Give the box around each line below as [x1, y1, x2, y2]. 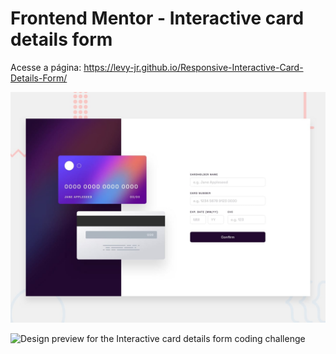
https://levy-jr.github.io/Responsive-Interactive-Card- [83, 61, 304, 73]
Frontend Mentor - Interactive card [10, 7, 305, 30]
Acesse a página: [10, 61, 82, 73]
